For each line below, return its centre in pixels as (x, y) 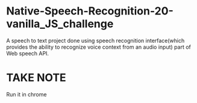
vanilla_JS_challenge (60, 24)
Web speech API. (28, 53)
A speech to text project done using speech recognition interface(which (95, 40)
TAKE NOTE (36, 78)
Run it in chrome (27, 94)
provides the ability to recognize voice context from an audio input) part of (98, 47)
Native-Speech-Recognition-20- (90, 11)
